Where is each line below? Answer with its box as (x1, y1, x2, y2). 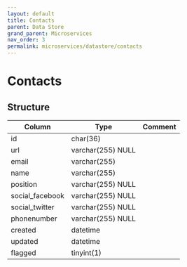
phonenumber (11, 214, 57, 223)
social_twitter (11, 202, 55, 211)
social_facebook (11, 191, 65, 200)
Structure (7, 101, 50, 113)
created (11, 226, 36, 235)
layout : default (7, 10, 55, 18)
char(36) (71, 134, 101, 143)
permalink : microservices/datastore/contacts (7, 43, 142, 50)
